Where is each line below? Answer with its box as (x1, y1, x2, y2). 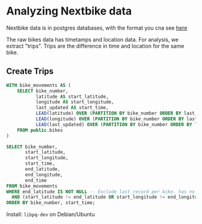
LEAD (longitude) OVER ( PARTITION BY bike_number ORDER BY (35, 116, 185, 122)
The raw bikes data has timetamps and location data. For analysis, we (6, 36, 179, 43)
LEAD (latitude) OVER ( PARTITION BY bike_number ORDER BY (35, 110, 182, 117)
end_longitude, (25, 171, 63, 178)
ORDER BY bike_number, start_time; (6, 200, 96, 206)
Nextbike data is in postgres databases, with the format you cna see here (6, 24, 188, 31)
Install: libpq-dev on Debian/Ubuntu (6, 211, 95, 218)
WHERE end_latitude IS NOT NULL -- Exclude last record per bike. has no (6, 188, 195, 194)
